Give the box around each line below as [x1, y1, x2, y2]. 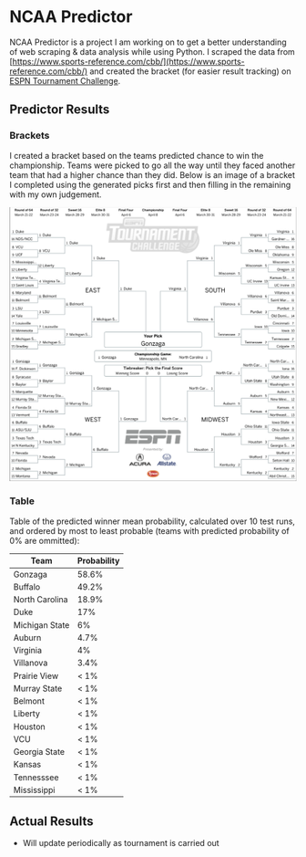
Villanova [13, 657, 48, 668]
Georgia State [13, 747, 66, 758]
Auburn [13, 632, 42, 643]
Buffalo [13, 581, 41, 592]
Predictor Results [9, 102, 110, 118]
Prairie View [13, 670, 59, 681]
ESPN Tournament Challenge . [9, 75, 121, 86]
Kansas [13, 759, 42, 770]
